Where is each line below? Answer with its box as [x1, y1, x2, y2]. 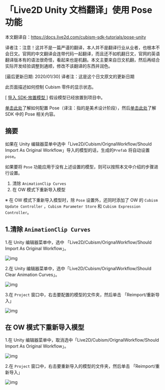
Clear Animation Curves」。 [5, 272, 60, 278]
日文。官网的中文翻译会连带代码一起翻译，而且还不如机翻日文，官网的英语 [9, 50, 160, 57]
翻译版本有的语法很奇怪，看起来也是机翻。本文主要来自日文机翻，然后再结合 [5, 57, 160, 63]
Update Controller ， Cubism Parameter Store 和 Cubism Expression [5, 203, 141, 209]
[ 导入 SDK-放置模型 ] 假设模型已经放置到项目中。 [5, 94, 106, 100]
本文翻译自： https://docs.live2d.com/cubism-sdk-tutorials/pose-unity [5, 34, 146, 40]
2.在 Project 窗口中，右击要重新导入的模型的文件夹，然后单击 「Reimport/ [5, 363, 156, 369]
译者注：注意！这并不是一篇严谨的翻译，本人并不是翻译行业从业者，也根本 [5, 44, 156, 50]
